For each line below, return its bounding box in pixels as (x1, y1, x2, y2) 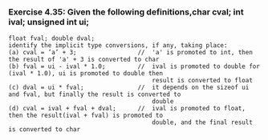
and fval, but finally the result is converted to (8, 90, 181, 98)
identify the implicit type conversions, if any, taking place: (8, 42, 228, 50)
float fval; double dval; (8, 34, 95, 42)
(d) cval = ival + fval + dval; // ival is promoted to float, (8, 105, 246, 113)
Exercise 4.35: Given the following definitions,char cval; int (8, 6, 244, 18)
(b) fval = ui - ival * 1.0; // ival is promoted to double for (8, 62, 261, 70)
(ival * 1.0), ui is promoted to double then (8, 70, 163, 78)
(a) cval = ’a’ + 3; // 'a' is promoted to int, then (8, 49, 253, 57)
